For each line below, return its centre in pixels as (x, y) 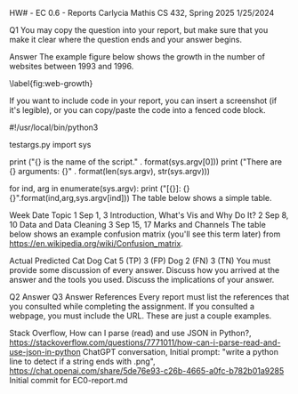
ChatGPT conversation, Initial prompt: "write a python (181, 352)
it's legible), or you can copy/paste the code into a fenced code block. (137, 110)
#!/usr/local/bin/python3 (54, 127)
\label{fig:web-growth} (51, 83)
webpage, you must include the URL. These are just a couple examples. (141, 316)
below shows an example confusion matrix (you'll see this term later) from (145, 234)
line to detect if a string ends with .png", (82, 361)
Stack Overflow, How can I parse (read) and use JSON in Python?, (130, 333)
